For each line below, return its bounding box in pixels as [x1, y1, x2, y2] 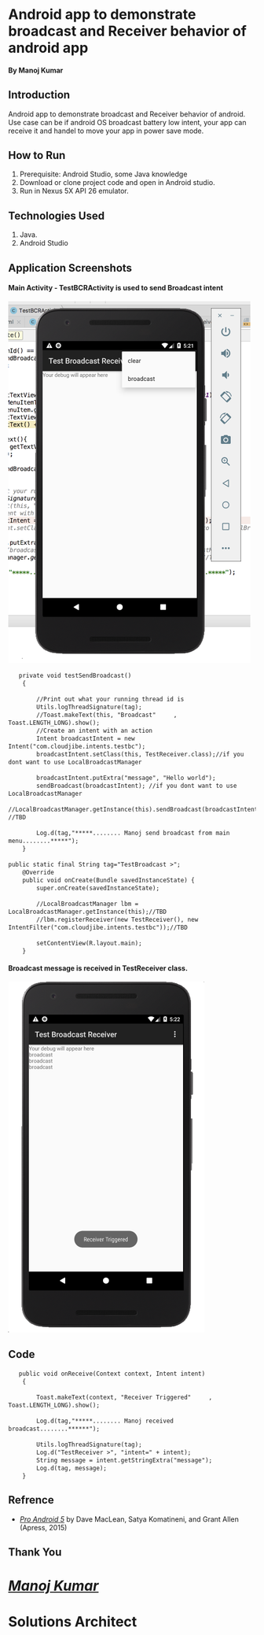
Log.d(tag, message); [36, 1464, 108, 1472]
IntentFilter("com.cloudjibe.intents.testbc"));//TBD [8, 923, 189, 931]
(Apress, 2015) [19, 1522, 68, 1532]
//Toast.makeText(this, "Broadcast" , [36, 711, 178, 719]
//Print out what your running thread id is [36, 695, 185, 703]
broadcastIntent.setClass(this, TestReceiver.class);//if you [36, 750, 244, 758]
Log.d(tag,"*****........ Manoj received [36, 1417, 174, 1425]
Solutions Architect [8, 1613, 137, 1631]
